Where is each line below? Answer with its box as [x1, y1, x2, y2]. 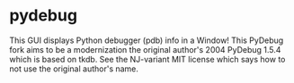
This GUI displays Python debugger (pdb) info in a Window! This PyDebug [9, 35, 284, 46]
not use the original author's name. [9, 63, 139, 74]
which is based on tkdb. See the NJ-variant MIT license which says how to [9, 54, 286, 64]
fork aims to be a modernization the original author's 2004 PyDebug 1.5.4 [9, 44, 281, 54]
